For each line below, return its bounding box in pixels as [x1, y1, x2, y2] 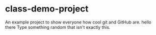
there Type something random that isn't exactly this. [5, 24, 110, 30]
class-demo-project [5, 3, 89, 14]
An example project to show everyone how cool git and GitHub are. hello [5, 19, 152, 25]
